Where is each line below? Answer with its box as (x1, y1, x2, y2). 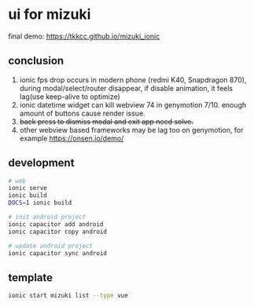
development (8, 156, 75, 170)
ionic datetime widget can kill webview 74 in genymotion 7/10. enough (19, 100, 247, 109)
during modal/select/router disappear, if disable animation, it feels (19, 83, 234, 93)
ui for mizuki (8, 5, 91, 24)
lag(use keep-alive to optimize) (19, 92, 120, 101)
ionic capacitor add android (8, 220, 104, 228)
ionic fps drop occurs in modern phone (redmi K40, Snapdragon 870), (19, 75, 247, 84)
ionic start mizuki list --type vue (8, 292, 128, 300)
